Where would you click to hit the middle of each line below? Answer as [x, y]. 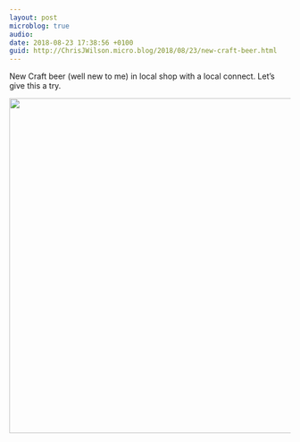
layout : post [33, 17]
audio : [21, 34]
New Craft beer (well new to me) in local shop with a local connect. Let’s [142, 76]
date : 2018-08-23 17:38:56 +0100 [71, 42]
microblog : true [39, 26]
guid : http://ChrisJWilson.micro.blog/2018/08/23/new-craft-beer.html [143, 51]
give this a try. [35, 86]
